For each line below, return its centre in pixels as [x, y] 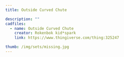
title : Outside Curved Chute [36, 10]
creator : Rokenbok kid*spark [45, 33]
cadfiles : [16, 24]
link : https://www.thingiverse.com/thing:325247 [67, 38]
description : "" [22, 19]
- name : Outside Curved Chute [42, 28]
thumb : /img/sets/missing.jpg [37, 47]
